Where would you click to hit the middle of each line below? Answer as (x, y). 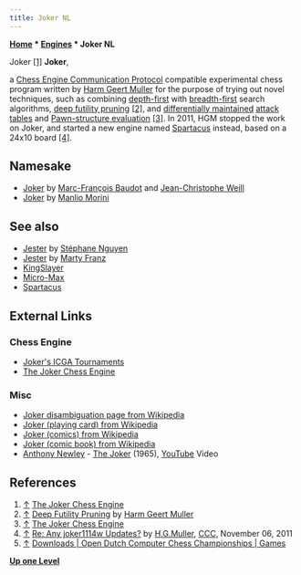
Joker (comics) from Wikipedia (80, 434)
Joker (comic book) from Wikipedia (89, 444)
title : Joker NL (40, 18)
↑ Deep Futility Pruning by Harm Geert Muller (108, 514)
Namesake (41, 167)
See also (34, 226)
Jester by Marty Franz (64, 258)
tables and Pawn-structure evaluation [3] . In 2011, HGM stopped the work (147, 118)
